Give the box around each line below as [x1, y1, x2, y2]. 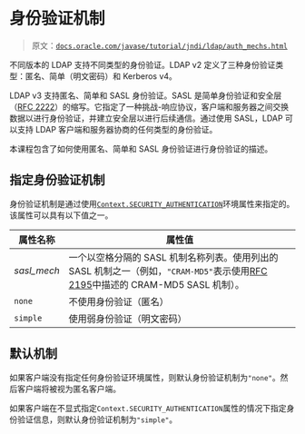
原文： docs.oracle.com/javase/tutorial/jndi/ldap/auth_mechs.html [31, 40, 288, 51]
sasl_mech [14, 264, 61, 277]
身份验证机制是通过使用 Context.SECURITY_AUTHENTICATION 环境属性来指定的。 [9, 198, 295, 209]
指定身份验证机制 [9, 173, 105, 188]
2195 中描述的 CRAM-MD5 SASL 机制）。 [68, 278, 245, 291]
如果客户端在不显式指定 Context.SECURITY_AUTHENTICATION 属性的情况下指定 [9, 402, 287, 413]
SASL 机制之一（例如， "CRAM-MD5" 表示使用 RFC [68, 264, 268, 277]
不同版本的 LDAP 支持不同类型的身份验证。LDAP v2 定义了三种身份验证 [9, 59, 276, 70]
